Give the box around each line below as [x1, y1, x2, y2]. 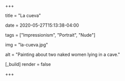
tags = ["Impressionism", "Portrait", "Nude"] [5, 32, 96, 38]
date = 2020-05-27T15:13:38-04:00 [5, 22, 79, 28]
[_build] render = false [5, 61, 51, 67]
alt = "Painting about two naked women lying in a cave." [5, 51, 120, 57]
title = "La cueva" [5, 13, 41, 18]
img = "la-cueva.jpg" [5, 42, 48, 48]
